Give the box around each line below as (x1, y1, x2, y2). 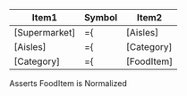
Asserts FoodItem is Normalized (9, 78, 128, 88)
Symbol (83, 12, 118, 23)
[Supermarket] (13, 27, 76, 38)
